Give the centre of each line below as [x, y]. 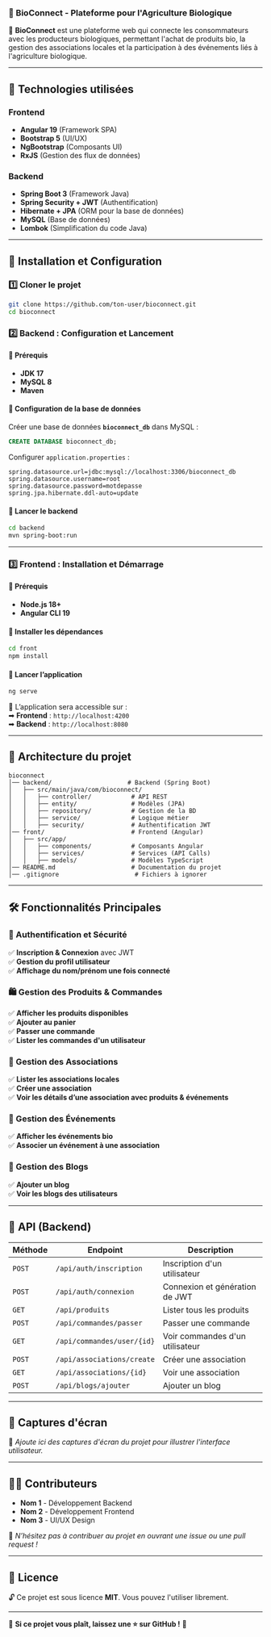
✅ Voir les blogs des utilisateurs [63, 1193]
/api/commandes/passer [99, 1323]
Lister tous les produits [206, 1309]
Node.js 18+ [41, 604]
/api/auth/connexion [95, 1292]
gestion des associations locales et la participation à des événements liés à [133, 48]
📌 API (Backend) [50, 1227]
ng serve [23, 692]
